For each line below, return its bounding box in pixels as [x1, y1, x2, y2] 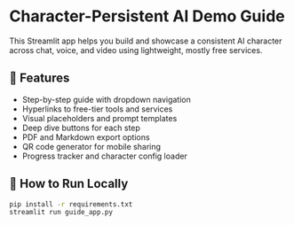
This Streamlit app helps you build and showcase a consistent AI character [9, 35, 282, 46]
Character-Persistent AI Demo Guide [9, 6, 286, 27]
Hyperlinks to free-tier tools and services [21, 104, 173, 114]
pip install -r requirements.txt [9, 199, 133, 209]
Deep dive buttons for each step [21, 122, 140, 133]
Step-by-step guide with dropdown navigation [21, 94, 191, 105]
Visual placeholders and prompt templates [21, 112, 178, 123]
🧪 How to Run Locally [9, 176, 129, 191]
